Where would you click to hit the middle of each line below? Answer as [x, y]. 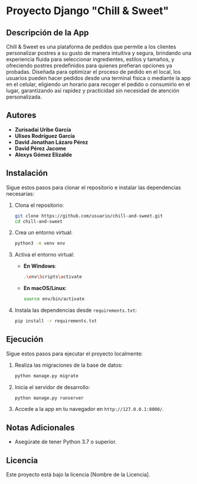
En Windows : [40, 266]
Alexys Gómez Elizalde [43, 154]
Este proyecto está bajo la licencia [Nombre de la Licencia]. [78, 475]
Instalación [27, 173]
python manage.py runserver [49, 398]
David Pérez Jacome [40, 148]
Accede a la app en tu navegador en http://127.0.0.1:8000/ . [89, 409]
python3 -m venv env [40, 243]
